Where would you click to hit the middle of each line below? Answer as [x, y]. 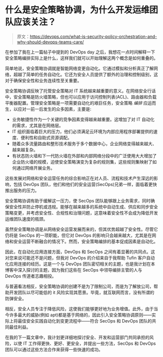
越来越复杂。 [25, 150]
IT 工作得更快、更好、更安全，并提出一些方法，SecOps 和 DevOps [90, 343]
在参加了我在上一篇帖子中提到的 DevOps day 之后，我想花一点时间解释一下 [80, 52]
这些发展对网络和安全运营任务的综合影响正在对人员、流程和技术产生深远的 [79, 178]
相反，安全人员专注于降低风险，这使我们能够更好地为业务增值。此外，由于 [79, 308]
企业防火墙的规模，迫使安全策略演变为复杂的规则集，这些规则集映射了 [82, 162]
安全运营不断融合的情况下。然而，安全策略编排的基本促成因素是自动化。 [86, 241]
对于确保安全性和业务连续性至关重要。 [43, 80]
